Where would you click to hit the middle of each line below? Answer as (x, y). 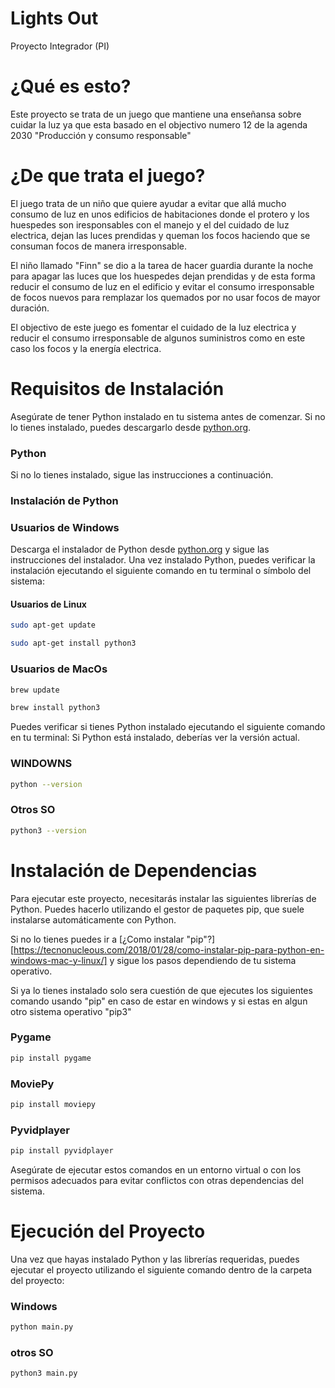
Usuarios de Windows (65, 527)
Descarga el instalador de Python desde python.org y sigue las (140, 549)
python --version (46, 784)
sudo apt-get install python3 (73, 643)
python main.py (42, 1327)
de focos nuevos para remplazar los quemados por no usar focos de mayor (165, 297)
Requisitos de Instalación (117, 389)
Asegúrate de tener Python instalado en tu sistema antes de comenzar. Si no (168, 416)
